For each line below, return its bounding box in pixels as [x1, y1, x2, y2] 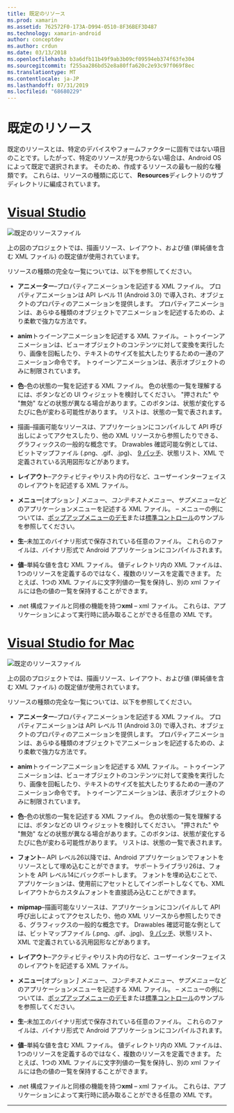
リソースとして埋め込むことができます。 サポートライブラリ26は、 [17, 861, 209, 870]
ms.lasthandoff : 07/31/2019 [7, 82, 89, 89]
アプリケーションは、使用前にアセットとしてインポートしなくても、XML [17, 879, 225, 887]
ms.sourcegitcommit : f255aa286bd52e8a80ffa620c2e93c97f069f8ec [7, 62, 195, 69]
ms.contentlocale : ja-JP [7, 75, 79, 82]
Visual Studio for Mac [7, 635, 134, 651]
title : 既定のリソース [7, 10, 65, 17]
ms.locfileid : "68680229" [7, 88, 82, 95]
